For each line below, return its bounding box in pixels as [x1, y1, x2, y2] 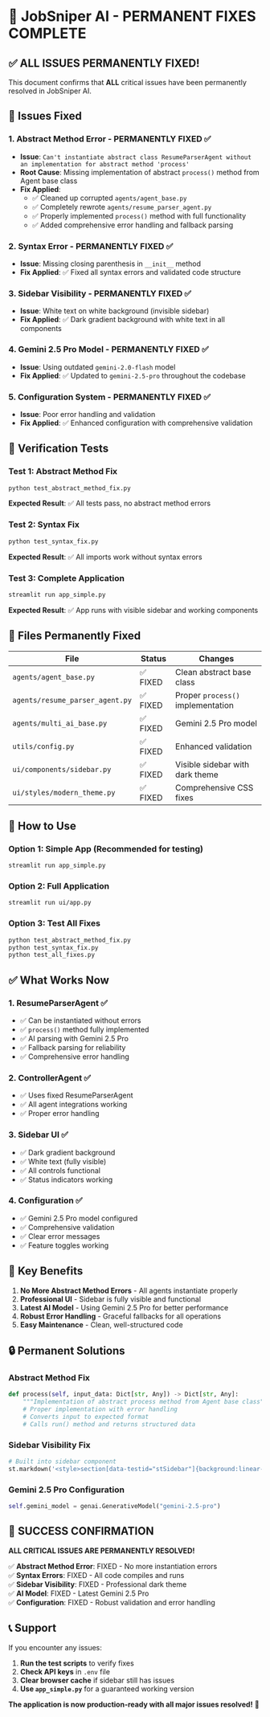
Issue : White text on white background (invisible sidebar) [19, 306, 210, 316]
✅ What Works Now [8, 973, 110, 987]
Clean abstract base [175, 666, 252, 677]
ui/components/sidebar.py [12, 765, 112, 774]
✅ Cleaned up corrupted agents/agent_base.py [31, 193, 187, 202]
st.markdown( [8, 1465, 52, 1473]
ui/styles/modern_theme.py [12, 787, 116, 797]
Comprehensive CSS [175, 782, 254, 793]
